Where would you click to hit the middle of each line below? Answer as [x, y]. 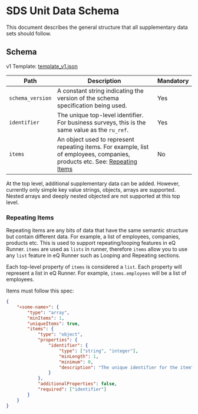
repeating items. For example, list [103, 147]
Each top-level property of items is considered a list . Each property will [94, 267]
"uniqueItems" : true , [54, 323]
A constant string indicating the [100, 91]
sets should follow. [29, 33]
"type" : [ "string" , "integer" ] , [98, 351]
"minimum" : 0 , [76, 362]
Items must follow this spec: [40, 291]
